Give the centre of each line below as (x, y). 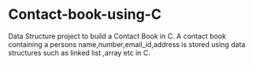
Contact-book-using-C (85, 14)
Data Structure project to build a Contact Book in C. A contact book (117, 36)
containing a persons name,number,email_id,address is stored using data (127, 44)
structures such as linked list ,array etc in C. (80, 52)
